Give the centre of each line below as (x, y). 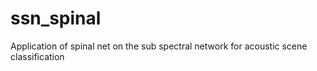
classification (37, 56)
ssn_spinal (56, 18)
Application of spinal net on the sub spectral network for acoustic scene (159, 46)
